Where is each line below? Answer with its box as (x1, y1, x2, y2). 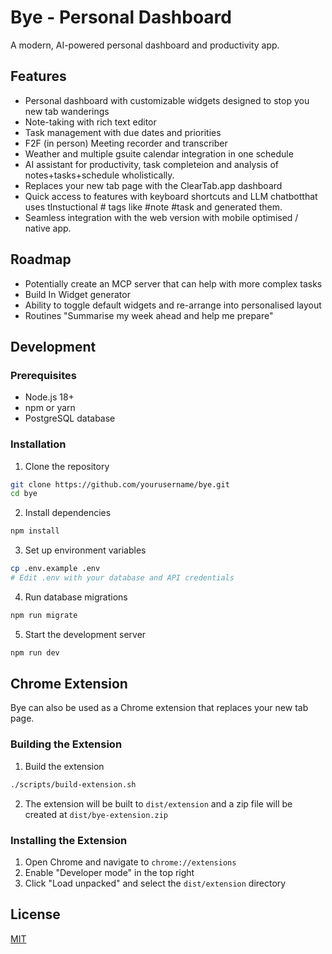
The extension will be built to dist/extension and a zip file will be (24, 797, 293, 810)
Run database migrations (24, 591, 128, 603)
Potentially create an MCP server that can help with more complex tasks (24, 277, 323, 290)
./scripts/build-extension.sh (10, 779, 137, 790)
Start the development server (24, 628, 147, 640)
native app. (24, 222, 72, 234)
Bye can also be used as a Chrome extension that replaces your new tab (10, 702, 309, 714)
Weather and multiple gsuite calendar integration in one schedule (24, 147, 294, 160)
